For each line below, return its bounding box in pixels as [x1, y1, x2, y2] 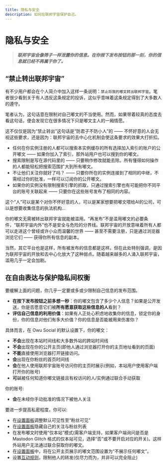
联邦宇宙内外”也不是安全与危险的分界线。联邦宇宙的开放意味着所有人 [15, 222, 158, 228]
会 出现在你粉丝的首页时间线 [12, 356, 70, 363]
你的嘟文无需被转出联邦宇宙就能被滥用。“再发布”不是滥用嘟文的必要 [5, 216, 144, 222]
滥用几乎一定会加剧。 [5, 257, 49, 263]
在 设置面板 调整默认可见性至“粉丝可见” [12, 417, 91, 423]
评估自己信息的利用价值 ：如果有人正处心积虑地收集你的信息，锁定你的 [12, 310, 157, 316]
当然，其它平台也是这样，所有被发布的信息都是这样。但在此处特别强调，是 [5, 245, 158, 251]
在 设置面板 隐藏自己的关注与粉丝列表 [12, 423, 87, 430]
